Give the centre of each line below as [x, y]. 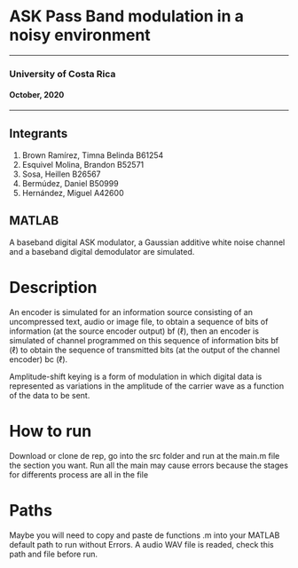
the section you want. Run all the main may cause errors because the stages [149, 465]
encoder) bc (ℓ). [39, 359]
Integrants [39, 134]
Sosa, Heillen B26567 [61, 174]
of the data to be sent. [50, 395]
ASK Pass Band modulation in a [126, 16]
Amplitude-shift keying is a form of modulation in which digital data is [136, 376]
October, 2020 [37, 95]
